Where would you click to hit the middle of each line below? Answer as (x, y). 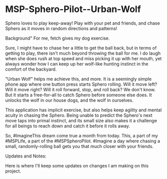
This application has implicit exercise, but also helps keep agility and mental (83, 110)
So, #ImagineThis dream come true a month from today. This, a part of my (81, 135)
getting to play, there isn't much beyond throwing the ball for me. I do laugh (83, 53)
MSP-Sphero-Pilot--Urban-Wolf (73, 9)
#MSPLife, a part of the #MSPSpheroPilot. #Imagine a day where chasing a (83, 141)
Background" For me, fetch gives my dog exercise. (58, 38)
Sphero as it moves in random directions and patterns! (61, 28)
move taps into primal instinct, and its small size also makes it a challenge (81, 120)
